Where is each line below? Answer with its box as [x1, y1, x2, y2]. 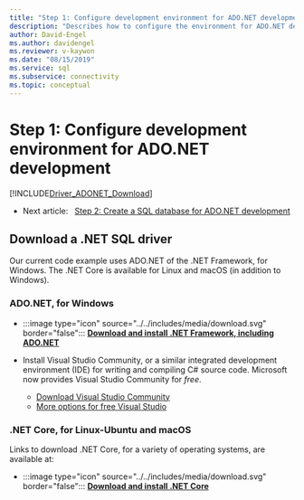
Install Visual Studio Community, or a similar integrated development [22, 354, 278, 365]
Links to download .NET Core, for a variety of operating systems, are [9, 444, 265, 455]
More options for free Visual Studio [35, 401, 167, 411]
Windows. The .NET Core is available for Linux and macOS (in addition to [9, 265, 281, 276]
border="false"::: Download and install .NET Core [22, 480, 210, 491]
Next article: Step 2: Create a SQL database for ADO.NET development [22, 205, 291, 216]
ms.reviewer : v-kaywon [9, 47, 95, 56]
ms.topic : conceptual [9, 80, 91, 90]
